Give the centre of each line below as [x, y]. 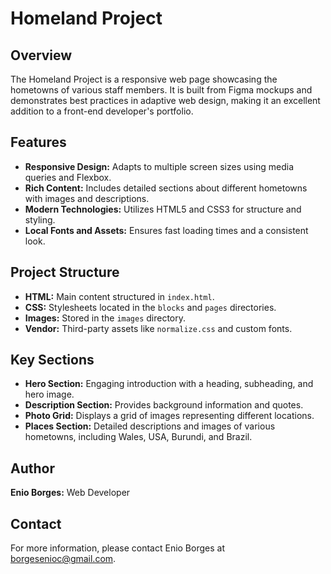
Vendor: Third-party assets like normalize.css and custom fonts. [158, 328]
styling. [40, 219]
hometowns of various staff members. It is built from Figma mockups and [161, 90]
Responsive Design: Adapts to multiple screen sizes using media [159, 166]
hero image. [49, 394]
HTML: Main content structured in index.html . [119, 296]
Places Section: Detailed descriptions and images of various [150, 426]
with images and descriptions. [87, 198]
